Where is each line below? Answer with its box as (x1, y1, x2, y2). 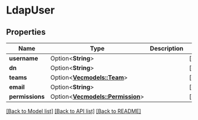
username (9, 54, 38, 62)
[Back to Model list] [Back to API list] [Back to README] (6, 108, 141, 115)
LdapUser (6, 4, 55, 17)
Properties (6, 27, 46, 37)
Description (150, 45, 184, 52)
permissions (9, 92, 45, 101)
